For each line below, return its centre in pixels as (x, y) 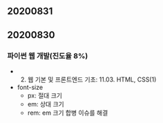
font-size (30, 87)
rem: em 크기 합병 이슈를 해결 (68, 113)
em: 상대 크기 (46, 104)
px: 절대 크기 (45, 95)
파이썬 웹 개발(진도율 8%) (48, 56)
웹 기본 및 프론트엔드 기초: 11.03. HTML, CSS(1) (92, 79)
